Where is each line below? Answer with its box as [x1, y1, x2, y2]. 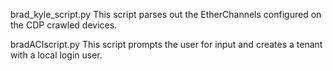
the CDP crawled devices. [10, 19, 118, 31]
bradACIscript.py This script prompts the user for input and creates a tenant [10, 39, 323, 50]
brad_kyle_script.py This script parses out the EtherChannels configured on [10, 9, 322, 20]
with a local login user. [10, 49, 103, 61]
